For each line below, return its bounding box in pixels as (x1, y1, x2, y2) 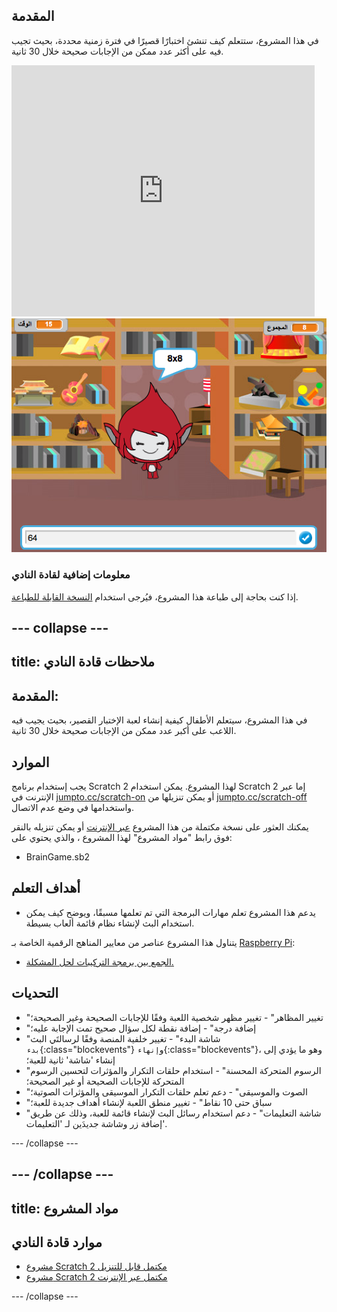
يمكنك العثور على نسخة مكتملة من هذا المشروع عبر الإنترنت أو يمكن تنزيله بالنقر (11, 821, 309, 833)
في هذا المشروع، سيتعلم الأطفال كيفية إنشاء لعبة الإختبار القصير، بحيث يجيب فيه (11, 714, 308, 726)
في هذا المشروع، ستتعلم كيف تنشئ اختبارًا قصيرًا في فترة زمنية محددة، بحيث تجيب (11, 34, 319, 46)
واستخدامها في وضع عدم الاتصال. (11, 802, 135, 814)
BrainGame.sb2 (25, 851, 91, 863)
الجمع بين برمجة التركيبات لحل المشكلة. (25, 955, 174, 968)
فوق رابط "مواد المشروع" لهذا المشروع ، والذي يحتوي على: (11, 832, 233, 844)
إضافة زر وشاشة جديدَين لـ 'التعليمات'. (25, 1117, 168, 1129)
